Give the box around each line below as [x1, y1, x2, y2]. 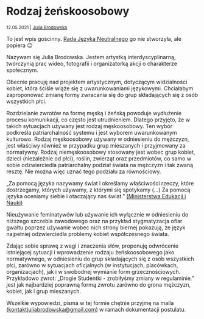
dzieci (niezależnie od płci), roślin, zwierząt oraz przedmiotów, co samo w [6, 154, 192, 162]
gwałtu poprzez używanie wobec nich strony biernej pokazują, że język [6, 224, 186, 231]
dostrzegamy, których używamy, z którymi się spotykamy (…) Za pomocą [6, 186, 191, 193]
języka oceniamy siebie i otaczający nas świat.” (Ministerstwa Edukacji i [6, 192, 186, 199]
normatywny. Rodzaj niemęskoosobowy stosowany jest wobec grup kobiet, [6, 148, 195, 156]
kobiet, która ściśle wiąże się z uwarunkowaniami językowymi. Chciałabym [6, 84, 194, 92]
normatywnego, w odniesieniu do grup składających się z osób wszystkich [6, 255, 194, 262]
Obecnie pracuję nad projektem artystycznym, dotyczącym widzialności [6, 78, 188, 85]
